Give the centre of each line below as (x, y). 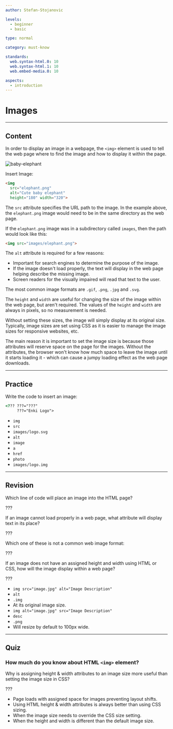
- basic (18, 29)
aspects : (15, 80)
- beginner (22, 24)
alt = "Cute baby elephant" (38, 193)
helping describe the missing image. (51, 274)
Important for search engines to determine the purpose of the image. (86, 263)
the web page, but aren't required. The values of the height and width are (83, 305)
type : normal (19, 38)
